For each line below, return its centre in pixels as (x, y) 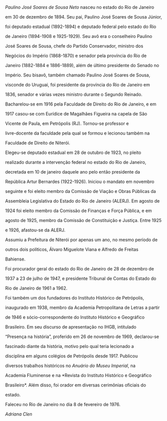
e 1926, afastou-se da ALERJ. (35, 230)
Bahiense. (15, 259)
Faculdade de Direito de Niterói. (38, 143)
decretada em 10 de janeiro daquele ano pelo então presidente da (73, 172)
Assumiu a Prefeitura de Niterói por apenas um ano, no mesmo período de (82, 240)
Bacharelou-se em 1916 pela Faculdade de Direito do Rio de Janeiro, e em (81, 104)
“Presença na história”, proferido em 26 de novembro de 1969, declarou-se (82, 336)
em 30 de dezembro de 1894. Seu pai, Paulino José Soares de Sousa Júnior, (83, 17)
